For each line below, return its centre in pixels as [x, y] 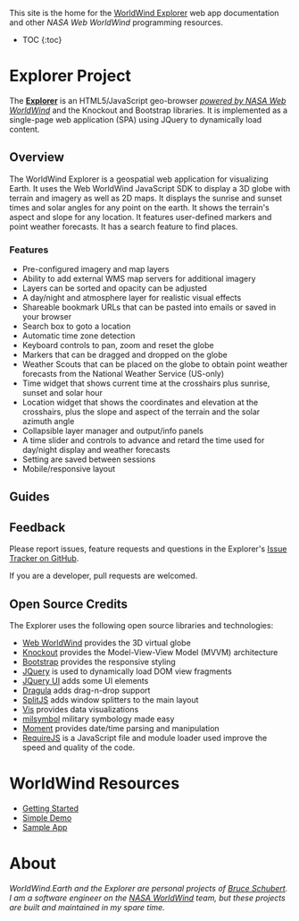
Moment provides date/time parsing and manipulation [121, 729]
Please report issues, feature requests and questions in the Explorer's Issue [148, 549]
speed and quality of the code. [79, 747]
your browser [47, 317]
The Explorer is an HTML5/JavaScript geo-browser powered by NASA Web [148, 100]
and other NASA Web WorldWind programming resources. [116, 22]
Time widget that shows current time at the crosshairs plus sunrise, [146, 383]
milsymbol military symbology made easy [98, 719]
